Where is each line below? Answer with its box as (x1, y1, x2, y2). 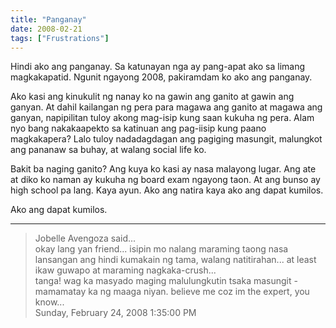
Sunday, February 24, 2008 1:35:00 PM (34, 307, 197, 319)
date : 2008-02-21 (10, 24, 83, 34)
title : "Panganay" (10, 14, 87, 25)
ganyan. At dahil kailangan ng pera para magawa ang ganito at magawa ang (10, 101, 323, 113)
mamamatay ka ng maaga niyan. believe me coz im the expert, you (34, 286, 310, 298)
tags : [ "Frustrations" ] (10, 33, 110, 43)
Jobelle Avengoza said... (34, 232, 137, 245)
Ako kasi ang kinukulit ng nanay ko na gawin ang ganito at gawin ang (10, 91, 295, 103)
